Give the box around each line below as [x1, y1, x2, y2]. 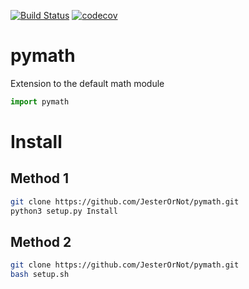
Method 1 [10, 170, 70, 187]
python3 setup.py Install [10, 206, 118, 216]
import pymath [10, 96, 70, 107]
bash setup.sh [10, 270, 70, 280]
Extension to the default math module [10, 77, 165, 89]
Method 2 [10, 233, 72, 250]
